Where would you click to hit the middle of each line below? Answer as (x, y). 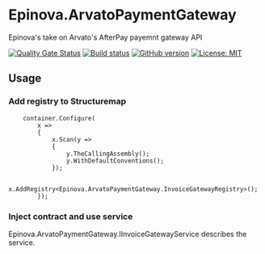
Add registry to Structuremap (67, 101)
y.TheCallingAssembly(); (108, 154)
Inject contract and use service (71, 216)
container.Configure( (59, 118)
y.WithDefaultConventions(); (115, 161)
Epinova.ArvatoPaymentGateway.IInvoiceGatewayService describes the (128, 234)
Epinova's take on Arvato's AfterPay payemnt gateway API (105, 37)
